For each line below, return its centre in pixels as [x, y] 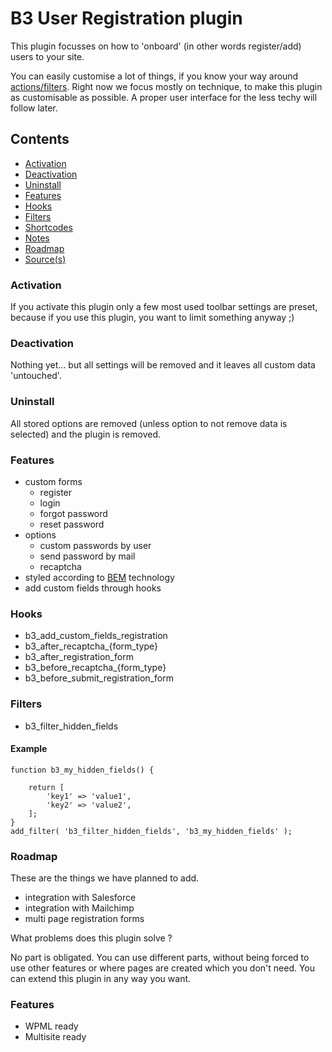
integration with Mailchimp [79, 908]
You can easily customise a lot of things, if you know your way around [154, 76]
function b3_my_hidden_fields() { [82, 770]
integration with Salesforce [80, 898]
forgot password [73, 513]
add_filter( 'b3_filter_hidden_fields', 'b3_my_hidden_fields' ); [151, 831]
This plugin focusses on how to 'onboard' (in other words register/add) [156, 46]
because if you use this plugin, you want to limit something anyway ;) [152, 318]
